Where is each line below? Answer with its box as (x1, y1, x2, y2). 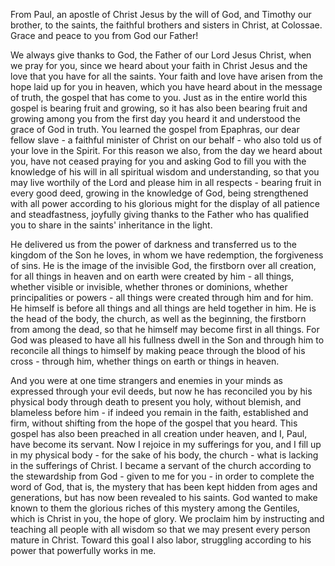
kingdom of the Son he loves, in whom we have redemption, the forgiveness (10, 249, 324, 261)
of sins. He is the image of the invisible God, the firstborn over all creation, (10, 260, 317, 271)
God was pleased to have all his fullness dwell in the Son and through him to (10, 334, 325, 346)
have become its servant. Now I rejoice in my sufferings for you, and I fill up (10, 439, 322, 450)
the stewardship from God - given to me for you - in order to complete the (10, 470, 315, 482)
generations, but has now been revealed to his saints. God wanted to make (10, 492, 318, 503)
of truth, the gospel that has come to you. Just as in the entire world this (10, 92, 308, 103)
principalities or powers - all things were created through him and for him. (10, 292, 314, 303)
